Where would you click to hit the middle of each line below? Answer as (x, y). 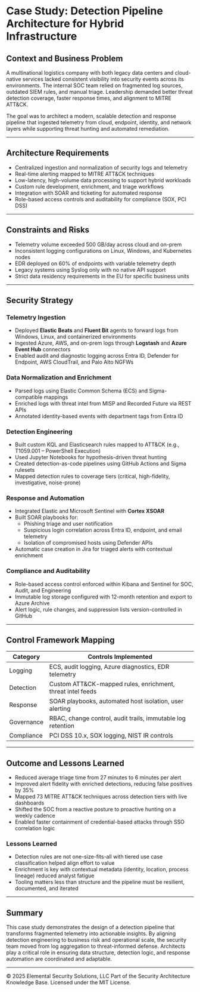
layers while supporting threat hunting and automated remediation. (88, 129)
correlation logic (35, 828)
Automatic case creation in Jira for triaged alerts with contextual (93, 549)
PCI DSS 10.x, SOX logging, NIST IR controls (111, 736)
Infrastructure (42, 36)
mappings (56, 397)
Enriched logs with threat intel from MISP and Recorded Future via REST (103, 403)
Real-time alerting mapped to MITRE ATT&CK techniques (85, 174)
